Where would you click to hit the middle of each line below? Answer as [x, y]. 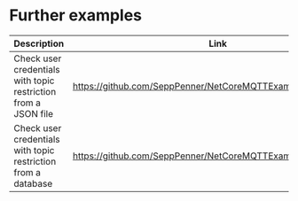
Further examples [76, 15]
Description [39, 43]
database [33, 183]
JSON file [33, 113]
